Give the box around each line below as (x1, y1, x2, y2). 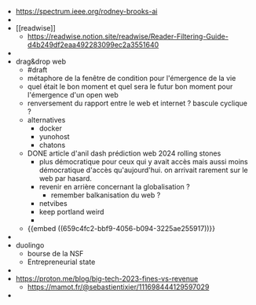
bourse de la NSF (27, 249, 84, 258)
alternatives (27, 116, 66, 124)
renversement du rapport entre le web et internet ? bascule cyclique (27, 98, 247, 108)
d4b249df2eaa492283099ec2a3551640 (27, 40, 159, 50)
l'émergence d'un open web (27, 90, 119, 99)
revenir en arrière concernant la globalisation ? (38, 182, 190, 191)
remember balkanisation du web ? (50, 190, 161, 200)
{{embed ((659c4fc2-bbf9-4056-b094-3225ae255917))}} (27, 224, 216, 233)
